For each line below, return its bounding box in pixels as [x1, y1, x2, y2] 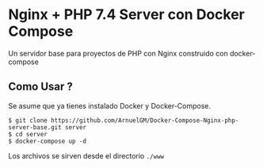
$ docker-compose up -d [8, 137, 87, 145]
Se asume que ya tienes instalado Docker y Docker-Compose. [8, 101, 212, 110]
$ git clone [8, 116, 48, 124]
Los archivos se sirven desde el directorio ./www [8, 151, 165, 160]
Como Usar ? [8, 80, 74, 94]
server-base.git [8, 123, 62, 132]
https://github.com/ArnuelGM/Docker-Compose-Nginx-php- [50, 116, 239, 124]
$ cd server [8, 130, 48, 138]
